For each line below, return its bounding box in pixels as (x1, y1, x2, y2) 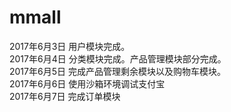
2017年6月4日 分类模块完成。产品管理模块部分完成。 (9, 52, 227, 65)
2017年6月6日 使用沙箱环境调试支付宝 (9, 77, 166, 90)
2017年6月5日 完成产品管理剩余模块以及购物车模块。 (9, 65, 226, 77)
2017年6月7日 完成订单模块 (9, 90, 121, 102)
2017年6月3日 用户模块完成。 (9, 40, 131, 52)
